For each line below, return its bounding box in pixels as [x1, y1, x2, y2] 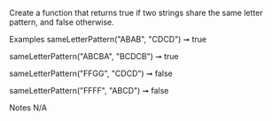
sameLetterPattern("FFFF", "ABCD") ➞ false [9, 86, 169, 95]
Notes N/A [9, 102, 47, 113]
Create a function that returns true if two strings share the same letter [9, 8, 263, 18]
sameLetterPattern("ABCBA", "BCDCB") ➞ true [9, 51, 179, 61]
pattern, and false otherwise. [9, 17, 115, 27]
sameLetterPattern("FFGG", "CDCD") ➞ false [9, 68, 173, 79]
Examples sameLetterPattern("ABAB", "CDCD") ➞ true [9, 34, 207, 44]
